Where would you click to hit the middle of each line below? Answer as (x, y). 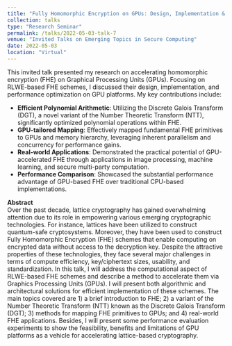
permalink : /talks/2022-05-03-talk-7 (62, 33)
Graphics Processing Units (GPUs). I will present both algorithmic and (107, 283)
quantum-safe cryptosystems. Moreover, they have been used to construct (115, 232)
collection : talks (34, 20)
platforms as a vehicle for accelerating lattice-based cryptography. (103, 335)
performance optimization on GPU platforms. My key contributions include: (115, 94)
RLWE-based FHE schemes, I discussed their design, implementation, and (113, 87)
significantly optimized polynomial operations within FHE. (99, 122)
